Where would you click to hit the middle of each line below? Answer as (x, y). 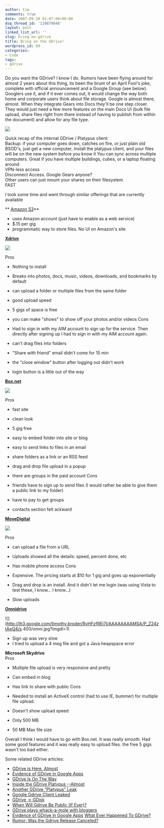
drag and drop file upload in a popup (49, 466)
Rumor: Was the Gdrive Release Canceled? (55, 821)
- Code (12, 55)
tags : (10, 60)
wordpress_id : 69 (23, 46)
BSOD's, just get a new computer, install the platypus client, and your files (79, 149)
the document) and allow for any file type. (47, 120)
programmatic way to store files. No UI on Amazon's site (69, 229)
